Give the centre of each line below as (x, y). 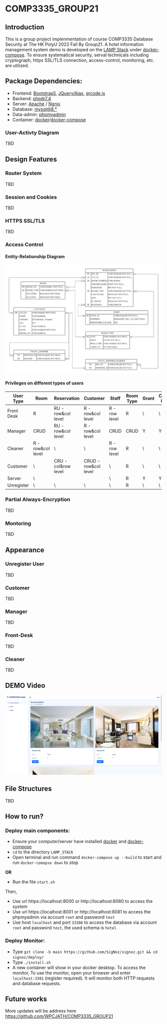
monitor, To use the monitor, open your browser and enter (71, 973)
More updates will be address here (41, 1011)
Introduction (25, 27)
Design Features (31, 159)
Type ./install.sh (32, 962)
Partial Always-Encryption (38, 500)
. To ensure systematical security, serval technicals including (86, 55)
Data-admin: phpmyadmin (39, 114)
